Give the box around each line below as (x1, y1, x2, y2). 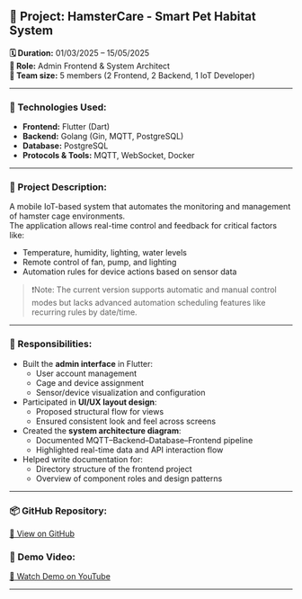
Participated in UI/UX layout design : (22, 397, 157, 407)
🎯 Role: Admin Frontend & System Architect (9, 60, 171, 71)
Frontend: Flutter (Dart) (22, 121, 111, 132)
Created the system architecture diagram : (22, 425, 182, 436)
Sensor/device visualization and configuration (35, 387, 206, 398)
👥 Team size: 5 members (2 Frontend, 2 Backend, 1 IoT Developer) (9, 69, 255, 81)
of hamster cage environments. (9, 210, 126, 221)
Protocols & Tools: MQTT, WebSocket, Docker (22, 150, 195, 161)
